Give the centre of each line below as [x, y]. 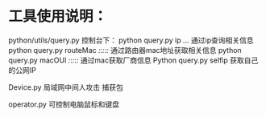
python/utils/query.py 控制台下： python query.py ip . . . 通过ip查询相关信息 [131, 40]
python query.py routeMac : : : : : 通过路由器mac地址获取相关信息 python [125, 50]
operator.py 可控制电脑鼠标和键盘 [64, 104]
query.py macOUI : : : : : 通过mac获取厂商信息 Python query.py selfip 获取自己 [133, 60]
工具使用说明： [58, 16]
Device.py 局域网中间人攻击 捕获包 [66, 87]
